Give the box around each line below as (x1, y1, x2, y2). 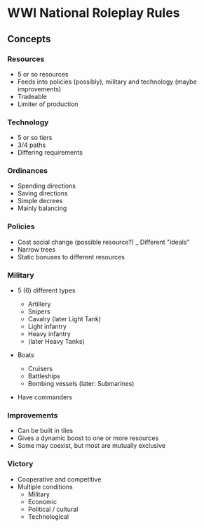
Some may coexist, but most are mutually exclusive (17, 442, 166, 450)
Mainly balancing (17, 204, 67, 212)
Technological (27, 512, 69, 521)
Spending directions (17, 181, 76, 191)
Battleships (27, 372, 61, 380)
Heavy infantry (27, 330, 72, 338)
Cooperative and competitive (17, 475, 102, 483)
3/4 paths (17, 141, 46, 149)
